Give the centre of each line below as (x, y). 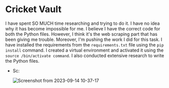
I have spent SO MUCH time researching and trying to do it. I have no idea (82, 23)
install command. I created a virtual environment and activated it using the (84, 50)
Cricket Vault (33, 9)
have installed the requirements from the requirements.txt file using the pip (84, 45)
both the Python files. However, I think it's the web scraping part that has (81, 34)
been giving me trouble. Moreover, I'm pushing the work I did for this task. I (84, 39)
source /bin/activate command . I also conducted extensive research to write (85, 55)
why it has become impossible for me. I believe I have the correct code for (83, 28)
